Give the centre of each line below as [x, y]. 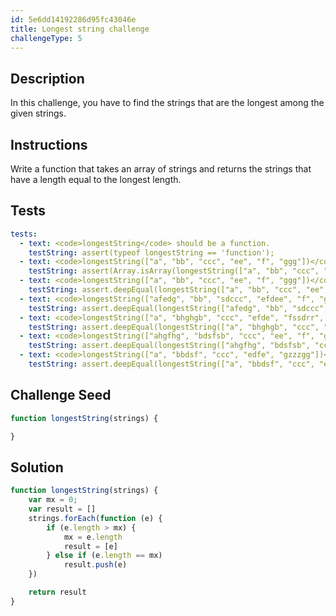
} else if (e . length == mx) [104, 556]
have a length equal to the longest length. [96, 179]
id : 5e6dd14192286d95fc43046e [73, 19]
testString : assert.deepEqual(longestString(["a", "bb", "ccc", [165, 290]
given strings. [38, 113]
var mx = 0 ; [53, 500]
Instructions [49, 144]
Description [47, 78]
